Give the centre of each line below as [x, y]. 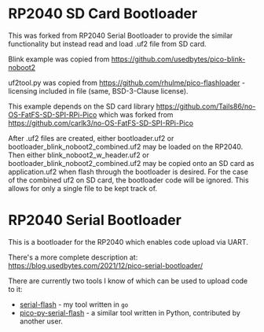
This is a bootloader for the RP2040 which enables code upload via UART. [128, 242]
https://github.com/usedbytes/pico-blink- [178, 59]
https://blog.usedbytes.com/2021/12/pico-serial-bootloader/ [106, 265]
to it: [15, 289]
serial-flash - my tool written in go [74, 304]
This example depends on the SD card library [81, 106]
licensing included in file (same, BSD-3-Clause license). [98, 90]
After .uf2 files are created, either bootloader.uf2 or [91, 138]
